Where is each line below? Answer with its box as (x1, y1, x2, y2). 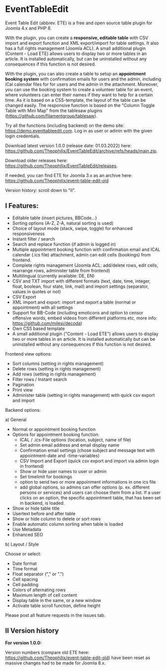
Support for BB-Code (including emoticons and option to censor (12, 309, 144, 315)
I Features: (5, 202, 39, 210)
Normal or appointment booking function (12, 426, 96, 432)
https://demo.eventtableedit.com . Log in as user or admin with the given (5, 127, 153, 133)
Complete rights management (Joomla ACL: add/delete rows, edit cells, (12, 262, 159, 268)
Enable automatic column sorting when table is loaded (12, 521, 123, 527)
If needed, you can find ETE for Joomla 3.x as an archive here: (5, 172, 133, 178)
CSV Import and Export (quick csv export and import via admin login (19, 458, 160, 464)
